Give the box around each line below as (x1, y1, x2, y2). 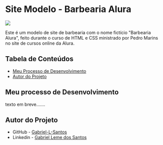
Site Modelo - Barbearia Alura (5, 4, 132, 15)
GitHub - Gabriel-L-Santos (12, 129, 67, 135)
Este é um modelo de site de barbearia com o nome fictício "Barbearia (5, 29, 151, 36)
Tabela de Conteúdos (5, 55, 74, 63)
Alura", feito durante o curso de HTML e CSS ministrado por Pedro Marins (5, 35, 158, 41)
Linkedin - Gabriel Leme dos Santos (12, 134, 87, 140)
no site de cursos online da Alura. (5, 40, 74, 46)
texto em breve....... (5, 101, 45, 107)
